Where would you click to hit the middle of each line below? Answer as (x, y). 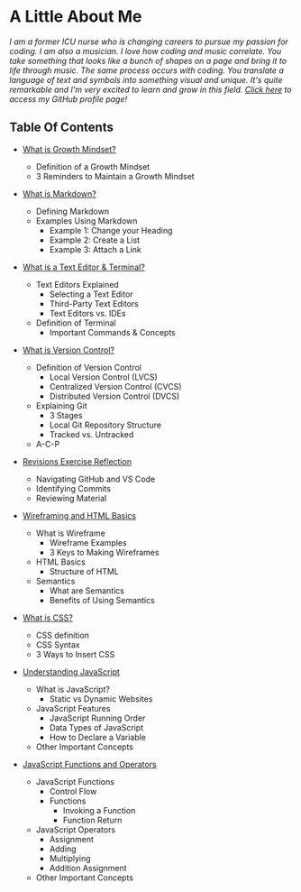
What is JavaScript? (73, 689)
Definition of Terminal (76, 323)
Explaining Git (61, 405)
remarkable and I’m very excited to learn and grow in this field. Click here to (150, 89)
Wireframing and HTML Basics (79, 515)
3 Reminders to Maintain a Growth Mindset (115, 176)
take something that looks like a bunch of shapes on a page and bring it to (148, 60)
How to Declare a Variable (98, 737)
